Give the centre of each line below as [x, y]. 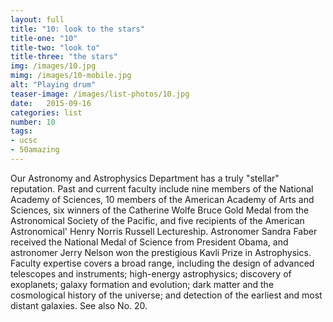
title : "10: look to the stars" [77, 29]
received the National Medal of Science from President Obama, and [149, 242]
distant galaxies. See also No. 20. [79, 305]
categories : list [46, 112]
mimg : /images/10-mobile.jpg [71, 76]
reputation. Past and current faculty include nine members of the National [162, 188]
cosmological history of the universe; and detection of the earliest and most [166, 295]
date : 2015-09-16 [51, 103]
